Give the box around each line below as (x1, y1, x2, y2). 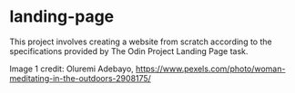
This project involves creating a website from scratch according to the (9, 36, 272, 47)
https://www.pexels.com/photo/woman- (135, 63, 286, 74)
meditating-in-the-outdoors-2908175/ (9, 72, 152, 83)
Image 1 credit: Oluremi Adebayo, (9, 63, 134, 74)
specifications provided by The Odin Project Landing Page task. (9, 45, 249, 56)
